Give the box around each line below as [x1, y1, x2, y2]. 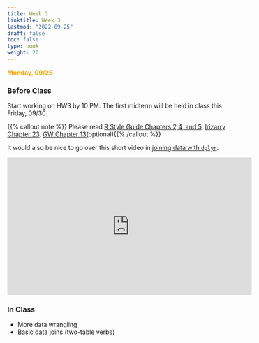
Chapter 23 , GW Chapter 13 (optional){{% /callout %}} [7, 130, 162, 138]
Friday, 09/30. [7, 109, 47, 117]
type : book [7, 43, 39, 50]
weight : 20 [7, 50, 39, 57]
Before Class [7, 85, 52, 95]
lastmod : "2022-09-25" [7, 23, 73, 30]
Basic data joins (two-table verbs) [17, 328, 115, 336]
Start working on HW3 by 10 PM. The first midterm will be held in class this [7, 102, 222, 110]
